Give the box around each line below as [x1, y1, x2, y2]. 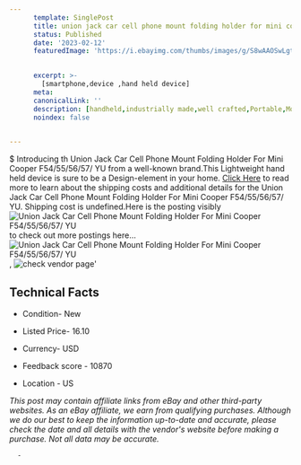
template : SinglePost [32, 13, 115, 22]
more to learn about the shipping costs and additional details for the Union [9, 182, 284, 193]
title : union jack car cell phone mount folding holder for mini [32, 22, 282, 31]
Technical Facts [9, 285, 100, 300]
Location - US [21, 378, 74, 389]
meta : [32, 87, 54, 97]
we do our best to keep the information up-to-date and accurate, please [9, 414, 277, 425]
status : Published [32, 30, 102, 39]
